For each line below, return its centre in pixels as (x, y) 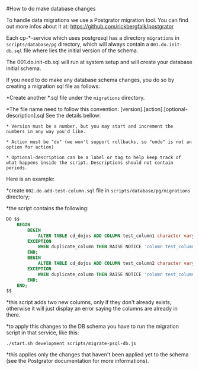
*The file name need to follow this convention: (63, 109)
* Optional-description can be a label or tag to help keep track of (94, 157)
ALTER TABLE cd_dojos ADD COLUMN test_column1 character (110, 236)
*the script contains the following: (47, 208)
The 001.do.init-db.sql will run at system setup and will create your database (99, 62)
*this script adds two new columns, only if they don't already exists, (89, 302)
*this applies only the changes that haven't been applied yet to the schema (97, 355)
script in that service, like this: (43, 333)
